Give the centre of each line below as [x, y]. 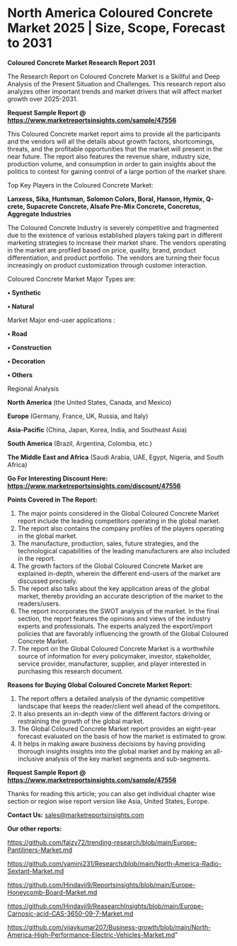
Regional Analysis [33, 388]
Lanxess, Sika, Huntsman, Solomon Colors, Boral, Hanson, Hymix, [106, 199]
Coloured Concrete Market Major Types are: [71, 279]
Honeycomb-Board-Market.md [52, 892]
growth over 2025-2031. [43, 99]
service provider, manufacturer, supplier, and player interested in [112, 664]
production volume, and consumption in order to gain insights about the [112, 163]
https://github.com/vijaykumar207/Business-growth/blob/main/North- [109, 927]
